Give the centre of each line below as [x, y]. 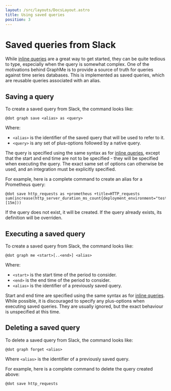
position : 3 [18, 19]
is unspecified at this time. [33, 311]
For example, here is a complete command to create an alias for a [74, 179]
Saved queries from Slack [61, 45]
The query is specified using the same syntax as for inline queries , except [83, 153]
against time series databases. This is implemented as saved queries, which [85, 75]
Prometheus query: [25, 185]
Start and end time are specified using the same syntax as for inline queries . [85, 295]
